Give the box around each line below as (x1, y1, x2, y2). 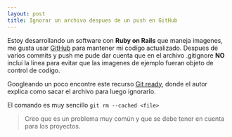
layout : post (7, 10, 46, 18)
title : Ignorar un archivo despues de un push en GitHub (7, 17, 178, 24)
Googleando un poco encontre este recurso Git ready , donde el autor (7, 79, 207, 88)
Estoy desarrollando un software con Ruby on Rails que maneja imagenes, (7, 36, 224, 44)
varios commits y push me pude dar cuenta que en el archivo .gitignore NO (7, 51, 225, 60)
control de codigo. (7, 66, 61, 74)
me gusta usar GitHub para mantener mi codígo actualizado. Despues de (7, 44, 219, 52)
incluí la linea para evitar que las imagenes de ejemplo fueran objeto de (7, 58, 214, 67)
